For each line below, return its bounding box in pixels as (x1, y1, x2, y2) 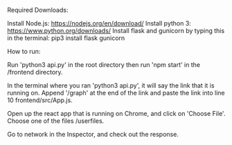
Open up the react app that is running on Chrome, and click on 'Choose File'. (7, 110, 226, 117)
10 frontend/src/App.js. (7, 96, 73, 104)
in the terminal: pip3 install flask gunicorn (7, 34, 125, 42)
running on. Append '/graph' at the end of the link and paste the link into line (7, 89, 225, 97)
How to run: (7, 48, 41, 55)
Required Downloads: (7, 6, 69, 14)
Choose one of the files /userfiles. (7, 117, 105, 125)
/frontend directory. (7, 68, 64, 76)
